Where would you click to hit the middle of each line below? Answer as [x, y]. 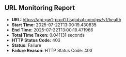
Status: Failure [26, 45]
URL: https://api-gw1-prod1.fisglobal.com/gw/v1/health [66, 19]
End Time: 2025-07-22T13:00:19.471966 [52, 30]
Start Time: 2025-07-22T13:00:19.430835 [54, 25]
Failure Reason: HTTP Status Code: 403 [52, 50]
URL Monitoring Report [40, 8]
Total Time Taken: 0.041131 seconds [48, 35]
